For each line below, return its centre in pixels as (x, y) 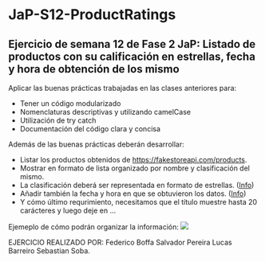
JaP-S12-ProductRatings (92, 15)
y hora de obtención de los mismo (94, 69)
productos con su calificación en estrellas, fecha (132, 56)
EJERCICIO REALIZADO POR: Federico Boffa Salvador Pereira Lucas (121, 242)
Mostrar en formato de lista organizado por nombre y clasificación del (134, 168)
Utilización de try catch (58, 120)
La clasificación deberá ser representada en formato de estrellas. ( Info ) (137, 185)
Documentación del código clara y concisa (90, 129)
